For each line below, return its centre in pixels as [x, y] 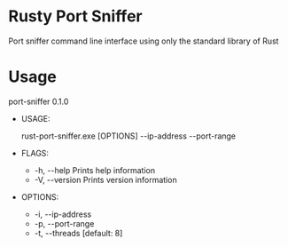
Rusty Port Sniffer [75, 16]
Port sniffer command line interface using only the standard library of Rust [144, 41]
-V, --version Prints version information [106, 179]
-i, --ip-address [63, 214]
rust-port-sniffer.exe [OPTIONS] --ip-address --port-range [128, 136]
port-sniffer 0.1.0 [39, 101]
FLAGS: [35, 153]
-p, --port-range [64, 223]
